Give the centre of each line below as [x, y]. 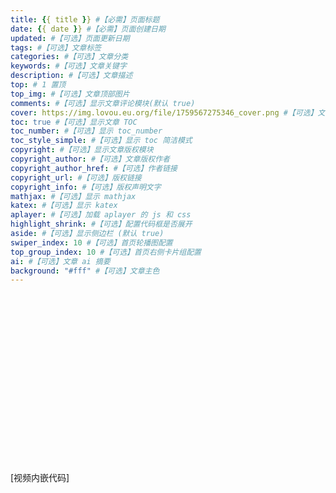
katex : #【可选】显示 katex [64, 206]
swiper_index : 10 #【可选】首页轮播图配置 [91, 242]
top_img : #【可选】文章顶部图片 [70, 94]
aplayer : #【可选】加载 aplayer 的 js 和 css [101, 215]
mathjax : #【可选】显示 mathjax [73, 196]
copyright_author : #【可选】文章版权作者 [90, 159]
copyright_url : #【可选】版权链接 [76, 177]
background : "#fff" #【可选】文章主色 [85, 271]
